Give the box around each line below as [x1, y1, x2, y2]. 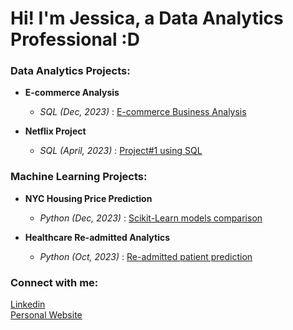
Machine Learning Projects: [10, 170, 148, 184]
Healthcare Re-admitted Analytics [24, 231, 171, 243]
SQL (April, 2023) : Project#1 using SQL [39, 145, 203, 157]
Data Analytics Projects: [10, 64, 131, 78]
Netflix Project [24, 125, 87, 137]
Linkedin [10, 298, 46, 311]
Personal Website [10, 309, 83, 321]
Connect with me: [10, 275, 99, 289]
